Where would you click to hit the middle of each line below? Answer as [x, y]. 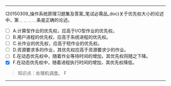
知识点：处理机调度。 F [42, 73]
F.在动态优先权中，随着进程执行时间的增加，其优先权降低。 [75, 62]
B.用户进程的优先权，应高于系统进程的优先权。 [62, 37]
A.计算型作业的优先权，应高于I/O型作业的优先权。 [65, 31]
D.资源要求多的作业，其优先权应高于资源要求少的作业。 [70, 50]
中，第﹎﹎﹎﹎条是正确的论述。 [39, 20]
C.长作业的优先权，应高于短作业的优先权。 [58, 44]
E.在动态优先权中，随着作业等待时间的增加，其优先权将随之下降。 [82, 56]
